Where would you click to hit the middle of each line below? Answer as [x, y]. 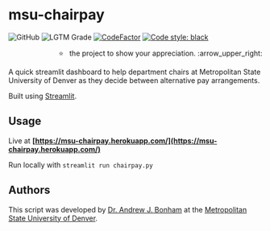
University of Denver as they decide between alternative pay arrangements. [134, 80]
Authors [29, 190]
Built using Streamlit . [43, 96]
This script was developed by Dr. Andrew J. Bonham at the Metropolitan [128, 209]
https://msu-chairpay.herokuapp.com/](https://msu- [126, 140]
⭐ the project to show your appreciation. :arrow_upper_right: [160, 53]
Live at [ [22, 140]
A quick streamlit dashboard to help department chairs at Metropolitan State [135, 72]
